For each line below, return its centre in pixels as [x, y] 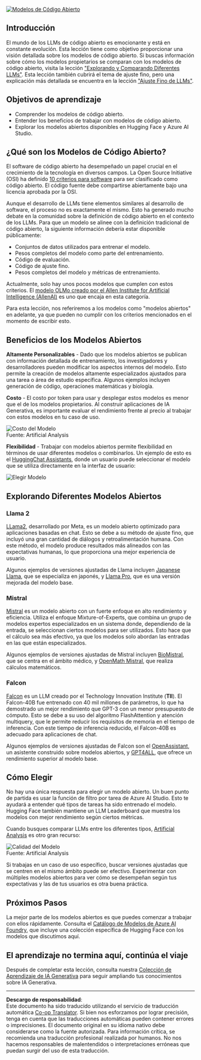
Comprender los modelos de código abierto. [69, 114]
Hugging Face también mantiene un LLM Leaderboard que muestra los [93, 811]
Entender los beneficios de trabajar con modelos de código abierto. [98, 121]
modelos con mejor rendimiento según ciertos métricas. [75, 817]
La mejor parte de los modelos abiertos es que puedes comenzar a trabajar [99, 917]
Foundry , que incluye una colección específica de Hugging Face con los [95, 930]
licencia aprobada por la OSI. [42, 192]
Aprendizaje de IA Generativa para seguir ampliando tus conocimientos [94, 976]
